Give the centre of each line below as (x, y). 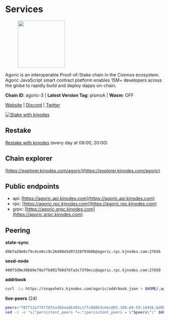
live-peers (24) (21, 298)
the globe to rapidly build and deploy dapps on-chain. (61, 85)
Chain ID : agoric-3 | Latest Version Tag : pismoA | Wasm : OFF (70, 95)
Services (24, 9)
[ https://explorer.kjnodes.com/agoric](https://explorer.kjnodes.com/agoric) (83, 171)
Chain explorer (29, 159)
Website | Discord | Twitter (33, 105)
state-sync (17, 243)
